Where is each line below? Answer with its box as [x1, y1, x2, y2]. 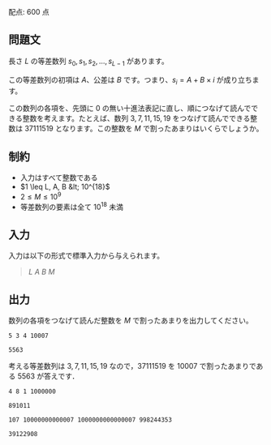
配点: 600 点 [8, 7, 50, 16]
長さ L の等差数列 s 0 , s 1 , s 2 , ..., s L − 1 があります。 [8, 56, 169, 67]
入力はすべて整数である [19, 173, 99, 182]
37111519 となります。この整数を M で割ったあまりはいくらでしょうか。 [24, 124, 264, 134]
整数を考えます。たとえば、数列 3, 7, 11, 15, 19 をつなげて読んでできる [22, 113, 251, 123]
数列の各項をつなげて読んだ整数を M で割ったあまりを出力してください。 [8, 315, 253, 326]
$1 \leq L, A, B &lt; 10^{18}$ [19, 182, 110, 192]
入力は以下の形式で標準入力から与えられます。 [8, 250, 165, 261]
